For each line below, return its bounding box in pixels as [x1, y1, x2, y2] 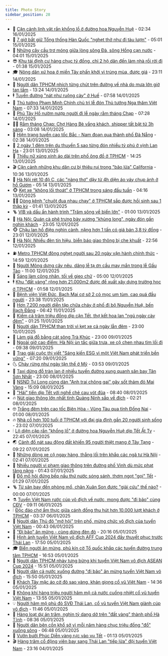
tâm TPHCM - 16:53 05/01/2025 [12, 552, 79, 558]
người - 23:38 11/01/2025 [12, 297, 64, 303]
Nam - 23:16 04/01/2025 [12, 645, 64, 651]
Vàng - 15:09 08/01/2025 [12, 384, 64, 390]
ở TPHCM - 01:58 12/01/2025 [12, 286, 73, 292]
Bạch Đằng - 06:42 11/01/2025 [12, 307, 76, 313]
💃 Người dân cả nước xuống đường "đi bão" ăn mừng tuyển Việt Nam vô [12, 568, 161, 574]
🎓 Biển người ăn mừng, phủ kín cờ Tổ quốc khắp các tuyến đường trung [12, 545, 162, 551]
